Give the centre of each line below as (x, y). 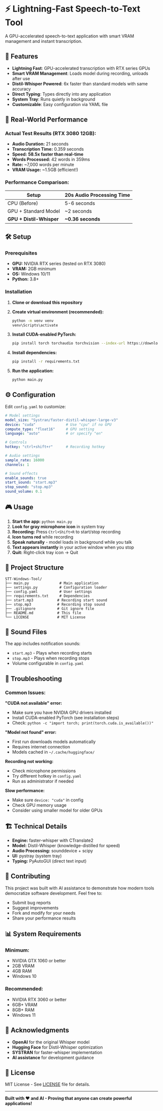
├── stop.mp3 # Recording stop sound (55, 604)
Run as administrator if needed (43, 781)
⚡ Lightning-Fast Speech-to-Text (73, 9)
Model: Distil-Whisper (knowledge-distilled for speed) (66, 845)
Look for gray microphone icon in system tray (58, 526)
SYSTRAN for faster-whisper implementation (57, 1052)
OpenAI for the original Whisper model (51, 1042)
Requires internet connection (41, 747)
